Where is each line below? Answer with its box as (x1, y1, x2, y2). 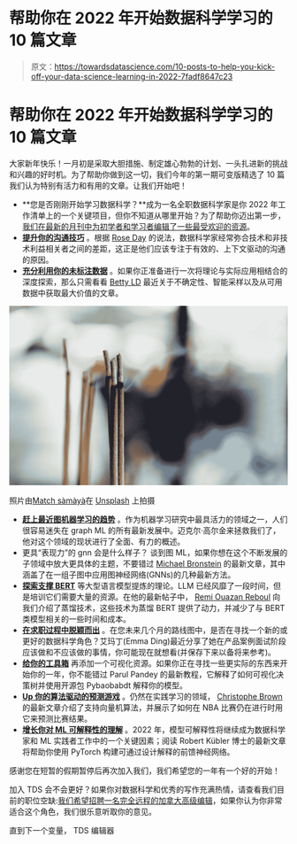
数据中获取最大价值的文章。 (21, 287, 124, 298)
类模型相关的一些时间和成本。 (21, 614, 131, 624)
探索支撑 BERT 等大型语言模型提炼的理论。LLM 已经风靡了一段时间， (21, 581, 274, 592)
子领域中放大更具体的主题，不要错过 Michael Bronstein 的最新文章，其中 (21, 559, 286, 569)
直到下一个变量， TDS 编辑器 (9, 825, 115, 836)
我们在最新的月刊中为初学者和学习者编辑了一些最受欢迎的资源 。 (21, 221, 255, 231)
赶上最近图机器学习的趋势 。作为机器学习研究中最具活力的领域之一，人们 (21, 515, 288, 525)
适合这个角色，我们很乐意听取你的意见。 (9, 807, 156, 817)
